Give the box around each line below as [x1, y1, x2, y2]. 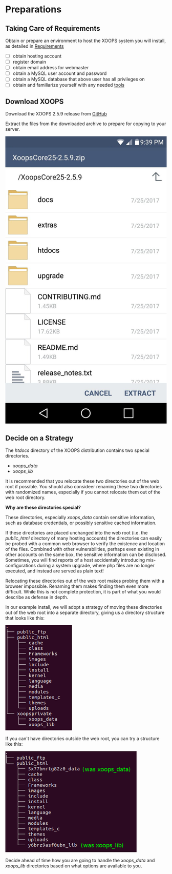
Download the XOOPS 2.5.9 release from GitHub [5, 111, 107, 117]
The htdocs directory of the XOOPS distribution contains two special [5, 447, 149, 453]
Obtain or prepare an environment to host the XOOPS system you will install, [5, 37, 166, 44]
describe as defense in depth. [5, 594, 69, 600]
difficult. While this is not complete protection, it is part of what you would [5, 589, 161, 594]
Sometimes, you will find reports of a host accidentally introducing [5, 557, 145, 563]
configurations [5, 563, 36, 568]
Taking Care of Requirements [5, 24, 100, 33]
